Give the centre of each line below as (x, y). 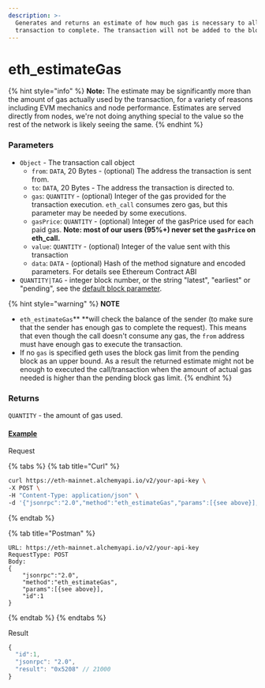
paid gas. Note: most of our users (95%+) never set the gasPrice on (144, 229)
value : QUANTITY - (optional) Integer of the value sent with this (131, 246)
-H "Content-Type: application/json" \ (74, 495)
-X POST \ (24, 488)
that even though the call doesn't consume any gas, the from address (132, 336)
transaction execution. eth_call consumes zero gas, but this (129, 204)
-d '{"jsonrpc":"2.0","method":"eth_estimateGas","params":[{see (118, 502)
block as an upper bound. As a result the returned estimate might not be (137, 361)
